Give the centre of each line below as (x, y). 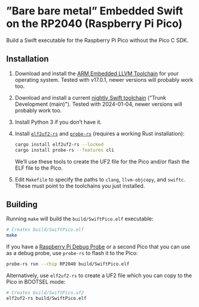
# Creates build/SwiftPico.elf (45, 230)
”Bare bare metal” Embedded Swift (95, 11)
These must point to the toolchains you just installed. (80, 186)
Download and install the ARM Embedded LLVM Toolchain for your (97, 73)
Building (22, 204)
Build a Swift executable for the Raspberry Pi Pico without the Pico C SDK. (97, 40)
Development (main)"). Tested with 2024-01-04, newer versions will (98, 104)
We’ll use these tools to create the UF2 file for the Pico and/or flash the (102, 161)
